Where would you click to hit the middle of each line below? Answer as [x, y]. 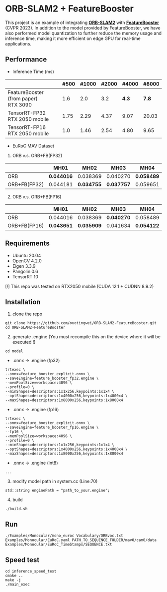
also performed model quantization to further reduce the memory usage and [83, 33]
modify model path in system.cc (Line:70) [55, 481]
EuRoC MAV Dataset [33, 146]
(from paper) [23, 98]
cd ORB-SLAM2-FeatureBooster [35, 328]
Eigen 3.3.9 [24, 266]
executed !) [24, 342]
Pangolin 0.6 [25, 271]
